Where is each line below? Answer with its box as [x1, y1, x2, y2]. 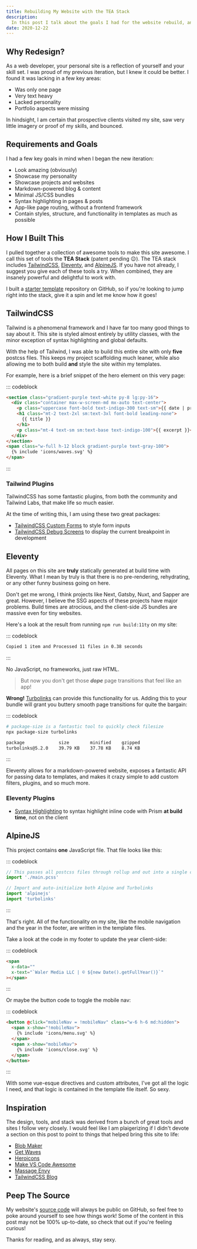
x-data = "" [11, 964, 35, 970]
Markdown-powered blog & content [14, 185, 101, 192]
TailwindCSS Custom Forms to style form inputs [14, 522, 131, 529]
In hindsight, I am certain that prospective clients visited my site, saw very [6, 116, 185, 123]
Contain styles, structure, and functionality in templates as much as [14, 210, 178, 217]
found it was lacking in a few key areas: [6, 75, 101, 82]
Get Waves [14, 1149, 41, 1156]
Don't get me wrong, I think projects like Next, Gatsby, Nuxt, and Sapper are [6, 591, 189, 598]
